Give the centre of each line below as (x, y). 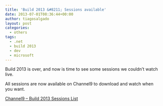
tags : (11, 37)
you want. (15, 89)
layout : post (18, 23)
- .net (16, 42)
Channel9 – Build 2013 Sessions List (41, 99)
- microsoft (22, 55)
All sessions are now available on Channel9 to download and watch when (79, 84)
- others (18, 32)
